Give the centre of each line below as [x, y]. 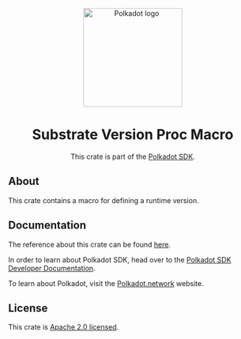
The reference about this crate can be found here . [90, 244]
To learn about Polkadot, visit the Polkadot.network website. [106, 283]
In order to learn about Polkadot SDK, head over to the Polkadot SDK [120, 259]
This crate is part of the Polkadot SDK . [133, 156]
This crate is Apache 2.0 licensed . [64, 327]
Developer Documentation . [52, 268]
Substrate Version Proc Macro [133, 135]
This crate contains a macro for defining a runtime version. [104, 200]
